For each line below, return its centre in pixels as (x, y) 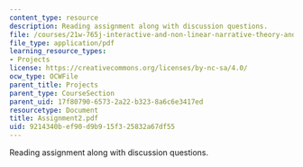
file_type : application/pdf (62, 43)
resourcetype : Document (54, 110)
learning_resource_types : (58, 51)
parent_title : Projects (54, 85)
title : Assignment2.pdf (54, 118)
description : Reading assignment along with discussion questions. (139, 26)
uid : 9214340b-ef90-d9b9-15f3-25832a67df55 (92, 127)
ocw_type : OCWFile (44, 77)
